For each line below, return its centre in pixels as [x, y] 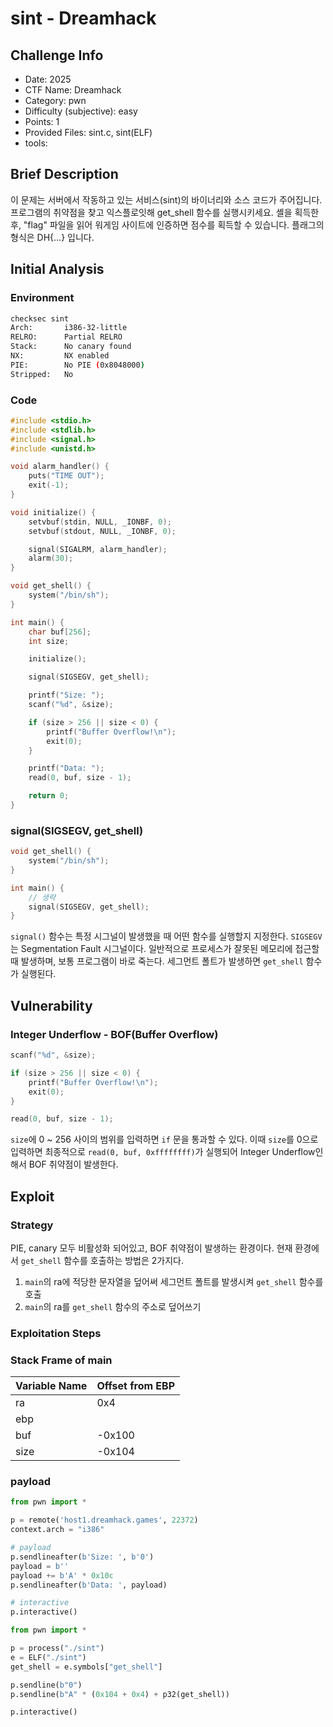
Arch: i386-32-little [69, 328]
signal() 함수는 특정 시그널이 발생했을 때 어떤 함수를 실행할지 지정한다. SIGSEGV [166, 936]
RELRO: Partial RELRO [66, 337]
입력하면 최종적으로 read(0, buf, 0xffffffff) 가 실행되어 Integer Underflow [163, 1152]
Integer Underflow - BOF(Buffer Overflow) [114, 1034]
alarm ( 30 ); [51, 558]
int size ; [49, 641]
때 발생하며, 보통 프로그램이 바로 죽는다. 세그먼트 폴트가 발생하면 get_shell [157, 961]
